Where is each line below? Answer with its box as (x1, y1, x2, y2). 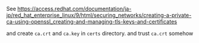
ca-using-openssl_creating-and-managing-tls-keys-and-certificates (6, 18, 177, 25)
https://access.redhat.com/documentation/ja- (17, 5, 132, 12)
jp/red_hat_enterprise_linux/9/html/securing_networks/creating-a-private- (6, 12, 192, 19)
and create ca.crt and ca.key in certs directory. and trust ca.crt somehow (6, 30, 194, 37)
